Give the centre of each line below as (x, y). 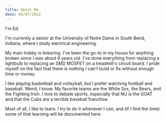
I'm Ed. (12, 28)
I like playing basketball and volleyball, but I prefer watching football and (79, 83)
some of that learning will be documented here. (54, 114)
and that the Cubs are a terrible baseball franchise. (57, 99)
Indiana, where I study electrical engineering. (51, 43)
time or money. (21, 74)
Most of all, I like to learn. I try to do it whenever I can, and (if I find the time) (83, 109)
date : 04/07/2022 (23, 14)
